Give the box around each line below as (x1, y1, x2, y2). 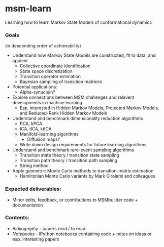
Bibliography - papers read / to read (12, 225, 86, 231)
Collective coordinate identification (19, 63, 91, 69)
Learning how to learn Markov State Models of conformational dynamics (5, 19, 152, 25)
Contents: (5, 214, 30, 221)
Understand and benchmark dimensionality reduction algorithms (12, 116, 143, 122)
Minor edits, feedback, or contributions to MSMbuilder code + (12, 197, 138, 203)
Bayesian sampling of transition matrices (19, 79, 102, 84)
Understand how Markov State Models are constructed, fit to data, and (12, 52, 156, 58)
